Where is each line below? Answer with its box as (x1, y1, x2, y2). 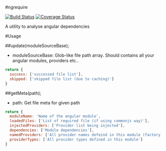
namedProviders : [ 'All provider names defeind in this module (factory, (9, 132, 163, 137)
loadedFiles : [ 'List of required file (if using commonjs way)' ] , (9, 119, 150, 124)
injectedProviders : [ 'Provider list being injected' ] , (9, 123, 125, 128)
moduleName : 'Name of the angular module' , (9, 114, 101, 119)
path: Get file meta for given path (12, 99, 80, 106)
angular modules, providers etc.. (12, 58, 79, 64)
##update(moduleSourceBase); (5, 43, 69, 49)
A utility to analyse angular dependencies (5, 23, 90, 29)
